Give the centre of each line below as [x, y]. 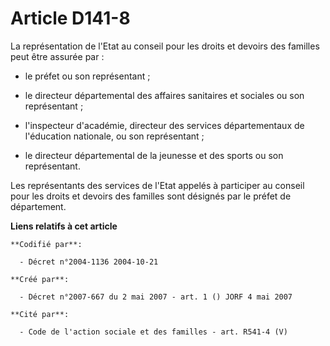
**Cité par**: [40, 314]
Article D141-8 [70, 18]
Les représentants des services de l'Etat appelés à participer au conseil [157, 185]
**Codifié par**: [46, 244]
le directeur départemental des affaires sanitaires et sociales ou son [164, 95]
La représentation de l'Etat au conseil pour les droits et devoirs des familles [165, 46]
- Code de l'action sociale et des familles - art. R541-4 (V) [153, 332]
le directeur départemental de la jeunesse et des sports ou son [154, 155]
